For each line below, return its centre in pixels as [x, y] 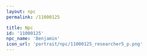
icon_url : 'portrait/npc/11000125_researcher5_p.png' [75, 44]
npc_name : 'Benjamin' [33, 39]
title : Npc [20, 28]
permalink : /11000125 [33, 17]
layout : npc [21, 11]
